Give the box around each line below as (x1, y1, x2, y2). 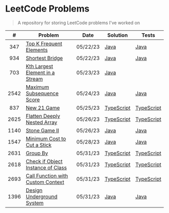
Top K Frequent (26, 40, 62, 47)
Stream (26, 75, 43, 82)
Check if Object (26, 158, 63, 165)
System (26, 199, 44, 206)
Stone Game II (26, 127, 59, 134)
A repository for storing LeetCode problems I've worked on (17, 20, 140, 26)
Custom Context (26, 178, 64, 185)
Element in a (26, 69, 55, 76)
